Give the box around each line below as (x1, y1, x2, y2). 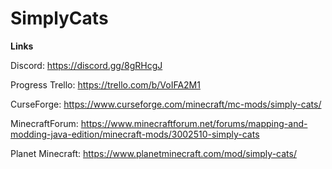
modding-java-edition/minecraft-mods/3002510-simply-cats (10, 128, 260, 140)
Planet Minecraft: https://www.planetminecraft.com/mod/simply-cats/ (10, 147, 297, 159)
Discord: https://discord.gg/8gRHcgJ (10, 59, 163, 71)
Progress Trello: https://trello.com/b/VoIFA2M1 (10, 78, 201, 91)
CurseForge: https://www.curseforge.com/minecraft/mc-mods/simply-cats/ (10, 98, 322, 110)
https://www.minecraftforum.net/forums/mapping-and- (80, 117, 308, 129)
